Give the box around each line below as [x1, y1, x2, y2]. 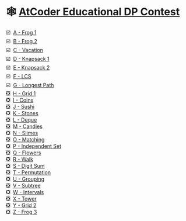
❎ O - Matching [6, 136, 45, 143]
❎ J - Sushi [6, 103, 35, 110]
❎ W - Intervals [6, 188, 44, 195]
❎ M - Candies [6, 123, 43, 130]
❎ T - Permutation [6, 168, 51, 176]
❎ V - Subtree [6, 182, 41, 189]
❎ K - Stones [6, 109, 39, 116]
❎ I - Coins [6, 96, 34, 103]
